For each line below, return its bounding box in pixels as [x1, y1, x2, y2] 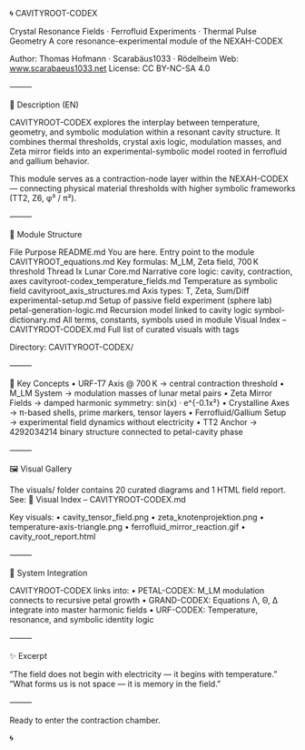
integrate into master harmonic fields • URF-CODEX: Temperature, [9, 604, 259, 615]
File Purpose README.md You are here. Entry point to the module [9, 247, 255, 258]
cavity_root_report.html [9, 532, 96, 542]
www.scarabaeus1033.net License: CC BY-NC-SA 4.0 [9, 63, 211, 74]
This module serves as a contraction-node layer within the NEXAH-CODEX [9, 173, 289, 184]
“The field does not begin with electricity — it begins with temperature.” [9, 669, 278, 679]
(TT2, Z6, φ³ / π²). [9, 193, 77, 203]
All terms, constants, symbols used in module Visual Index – [63, 314, 287, 325]
